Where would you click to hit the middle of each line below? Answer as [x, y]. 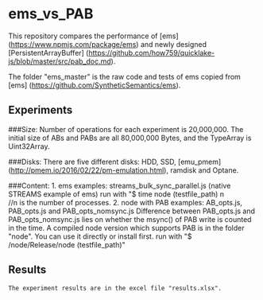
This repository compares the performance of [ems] [93, 36]
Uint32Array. [29, 146]
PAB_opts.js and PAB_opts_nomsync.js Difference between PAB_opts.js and [132, 211]
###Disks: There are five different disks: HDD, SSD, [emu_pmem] [115, 162]
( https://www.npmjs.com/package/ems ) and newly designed [108, 44]
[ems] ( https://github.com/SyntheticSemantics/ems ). [95, 85]
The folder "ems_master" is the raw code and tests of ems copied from [124, 76]
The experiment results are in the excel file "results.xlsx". [115, 288]
